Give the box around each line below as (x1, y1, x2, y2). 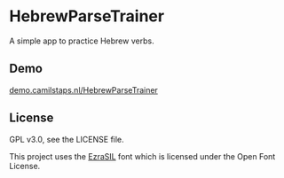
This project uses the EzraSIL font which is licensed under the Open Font (9, 151, 276, 161)
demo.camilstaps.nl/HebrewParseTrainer (9, 84, 158, 95)
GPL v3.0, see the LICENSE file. (9, 134, 124, 144)
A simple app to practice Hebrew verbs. (9, 35, 154, 46)
